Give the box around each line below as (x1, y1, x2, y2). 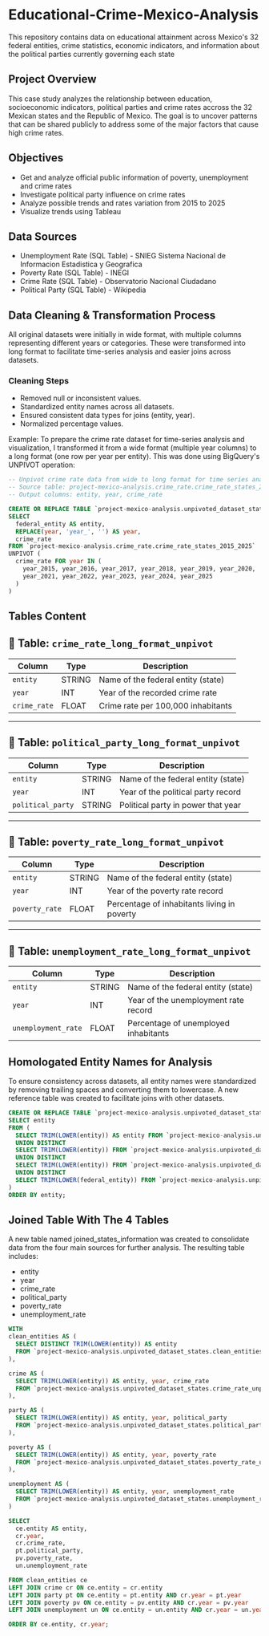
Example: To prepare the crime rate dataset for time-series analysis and (8, 435, 246, 445)
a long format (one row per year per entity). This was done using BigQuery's (8, 452, 260, 461)
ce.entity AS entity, (15, 1524, 88, 1532)
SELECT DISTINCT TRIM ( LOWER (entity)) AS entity (15, 1340, 178, 1349)
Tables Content (8, 610, 86, 623)
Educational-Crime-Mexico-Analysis (8, 6, 259, 24)
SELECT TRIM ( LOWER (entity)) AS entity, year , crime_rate (15, 1377, 210, 1385)
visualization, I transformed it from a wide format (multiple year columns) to (8, 443, 257, 453)
